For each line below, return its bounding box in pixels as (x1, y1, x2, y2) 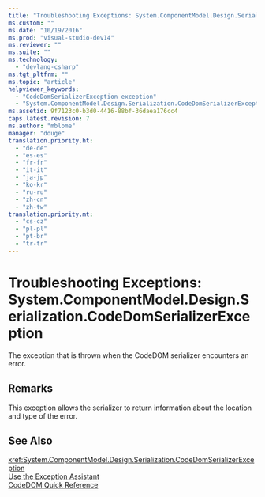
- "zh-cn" (15, 195, 47, 203)
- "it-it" (15, 166, 47, 174)
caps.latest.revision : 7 (8, 115, 90, 123)
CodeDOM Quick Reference (8, 480, 99, 490)
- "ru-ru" (15, 188, 47, 196)
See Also (8, 434, 53, 447)
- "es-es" (15, 151, 47, 159)
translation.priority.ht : (8, 136, 93, 145)
